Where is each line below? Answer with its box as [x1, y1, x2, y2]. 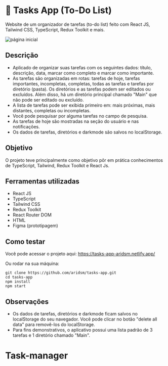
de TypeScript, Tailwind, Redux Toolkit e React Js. [5, 162, 110, 168]
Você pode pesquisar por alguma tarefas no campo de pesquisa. [12, 113, 148, 119]
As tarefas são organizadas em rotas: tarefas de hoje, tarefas [12, 75, 140, 81]
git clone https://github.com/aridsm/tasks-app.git [5, 270, 116, 276]
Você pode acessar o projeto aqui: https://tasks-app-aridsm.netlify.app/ [5, 251, 155, 257]
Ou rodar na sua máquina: [5, 260, 60, 267]
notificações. [12, 123, 40, 129]
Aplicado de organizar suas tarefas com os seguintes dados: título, [12, 64, 152, 70]
